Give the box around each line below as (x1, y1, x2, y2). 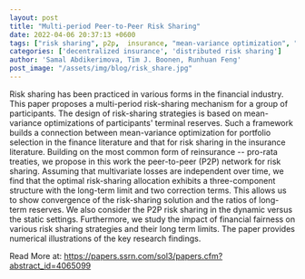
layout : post (9, 13, 59, 23)
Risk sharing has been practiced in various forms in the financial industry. (9, 88, 284, 100)
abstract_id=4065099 (9, 260, 92, 271)
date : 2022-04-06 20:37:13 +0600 (9, 30, 136, 39)
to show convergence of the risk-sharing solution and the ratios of (9, 194, 257, 205)
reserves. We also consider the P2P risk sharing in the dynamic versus (28, 204, 293, 215)
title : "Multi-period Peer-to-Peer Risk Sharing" (9, 22, 202, 31)
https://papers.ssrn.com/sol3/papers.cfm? (64, 250, 223, 261)
